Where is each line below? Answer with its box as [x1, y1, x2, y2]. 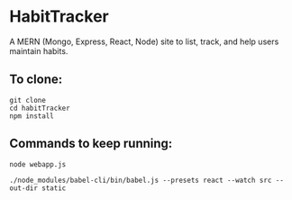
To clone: [9, 72, 63, 87]
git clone [9, 95, 47, 105]
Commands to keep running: [9, 136, 173, 151]
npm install [9, 111, 54, 121]
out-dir [9, 183, 39, 193]
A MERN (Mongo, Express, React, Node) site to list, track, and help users [9, 36, 279, 47]
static [41, 183, 67, 193]
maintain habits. [9, 45, 68, 56]
